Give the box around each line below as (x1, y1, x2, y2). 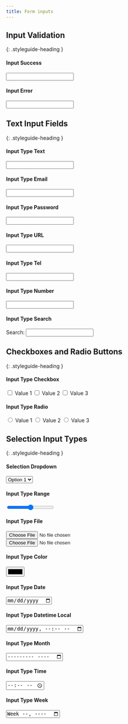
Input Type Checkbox (6, 376, 60, 383)
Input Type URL (6, 231, 44, 238)
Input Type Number (6, 287, 54, 295)
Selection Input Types (6, 434, 88, 444)
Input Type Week (6, 696, 49, 704)
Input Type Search (6, 315, 52, 323)
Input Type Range (6, 490, 50, 497)
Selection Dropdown (6, 463, 57, 470)
